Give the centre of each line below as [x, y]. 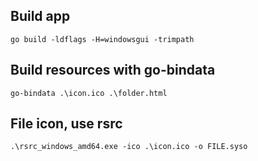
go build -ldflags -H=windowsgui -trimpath [102, 39]
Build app [40, 16]
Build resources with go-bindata [113, 70]
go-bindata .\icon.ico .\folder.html [89, 93]
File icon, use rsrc [66, 124]
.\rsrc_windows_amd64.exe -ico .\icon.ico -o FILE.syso [129, 147]
